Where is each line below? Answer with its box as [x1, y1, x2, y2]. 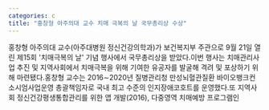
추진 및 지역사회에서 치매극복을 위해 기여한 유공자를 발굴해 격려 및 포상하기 [16, 62, 251, 72]
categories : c [8, 11, 56, 20]
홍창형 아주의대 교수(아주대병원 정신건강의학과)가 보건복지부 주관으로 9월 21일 [8, 42, 253, 52]
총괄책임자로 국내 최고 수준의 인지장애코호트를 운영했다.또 [55, 82, 236, 92]
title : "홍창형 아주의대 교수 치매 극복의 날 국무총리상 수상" [8, 19, 187, 27]
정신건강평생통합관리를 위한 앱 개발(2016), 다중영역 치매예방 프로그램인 [16, 92, 239, 102]
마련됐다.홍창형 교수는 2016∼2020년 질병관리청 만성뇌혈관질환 [16, 72, 215, 82]
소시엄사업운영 [8, 82, 55, 92]
